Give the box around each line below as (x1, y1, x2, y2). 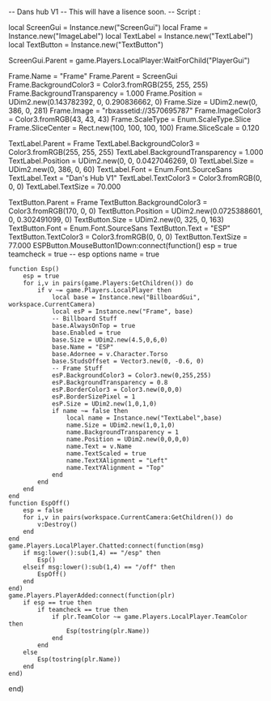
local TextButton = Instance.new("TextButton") (8, 40, 164, 49)
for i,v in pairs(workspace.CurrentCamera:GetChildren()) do (23, 514, 233, 522)
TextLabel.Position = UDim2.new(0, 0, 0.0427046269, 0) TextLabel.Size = (8, 156, 255, 166)
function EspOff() (8, 499, 70, 507)
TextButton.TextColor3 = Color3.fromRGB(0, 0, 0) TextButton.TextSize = (8, 232, 248, 242)
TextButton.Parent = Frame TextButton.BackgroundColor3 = (8, 198, 208, 207)
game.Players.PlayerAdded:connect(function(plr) (8, 591, 176, 600)
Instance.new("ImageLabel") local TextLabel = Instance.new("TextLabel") (8, 32, 253, 41)
